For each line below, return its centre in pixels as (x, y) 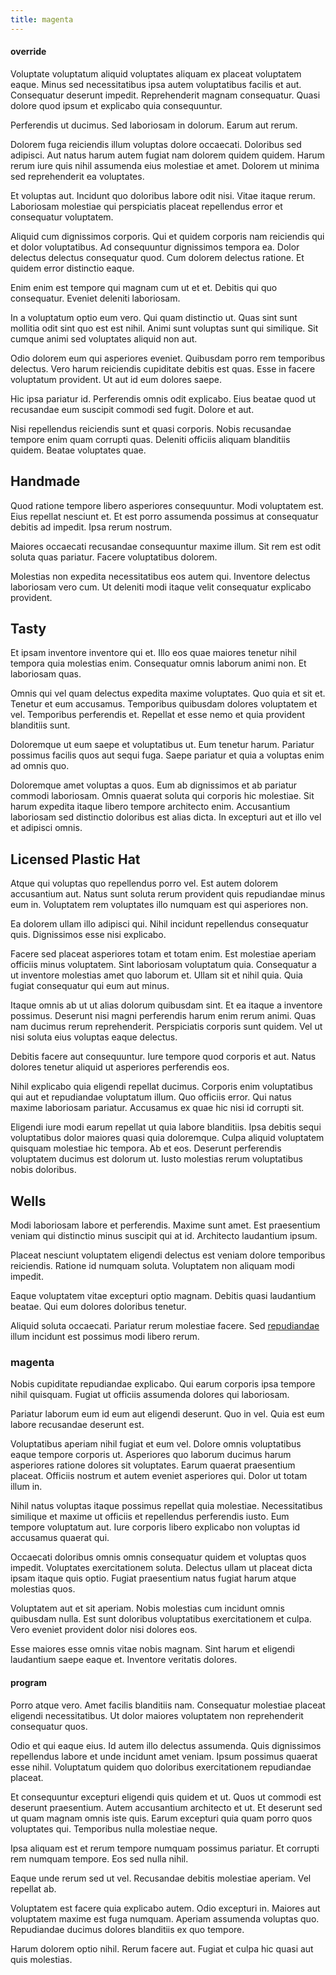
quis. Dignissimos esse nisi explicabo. (88, 935)
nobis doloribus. (43, 1170)
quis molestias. (41, 1959)
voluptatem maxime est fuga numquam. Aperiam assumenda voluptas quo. (165, 1918)
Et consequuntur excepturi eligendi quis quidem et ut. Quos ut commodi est (166, 1797)
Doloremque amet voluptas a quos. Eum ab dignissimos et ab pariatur (154, 785)
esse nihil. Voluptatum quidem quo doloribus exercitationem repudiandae (161, 1767)
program (29, 1682)
